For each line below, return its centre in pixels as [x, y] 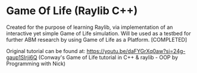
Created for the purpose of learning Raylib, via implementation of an [90, 27]
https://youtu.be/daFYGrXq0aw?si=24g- [136, 51]
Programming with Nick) [36, 64]
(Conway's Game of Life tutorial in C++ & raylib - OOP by [108, 57]
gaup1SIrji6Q [22, 57]
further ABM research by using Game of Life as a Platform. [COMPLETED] [97, 39]
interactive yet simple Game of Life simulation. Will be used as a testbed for [99, 33]
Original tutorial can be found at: [46, 51]
